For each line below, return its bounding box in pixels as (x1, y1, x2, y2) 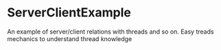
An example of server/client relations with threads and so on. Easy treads (7, 27, 214, 36)
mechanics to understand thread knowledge (7, 34, 132, 42)
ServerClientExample (7, 5, 132, 21)
